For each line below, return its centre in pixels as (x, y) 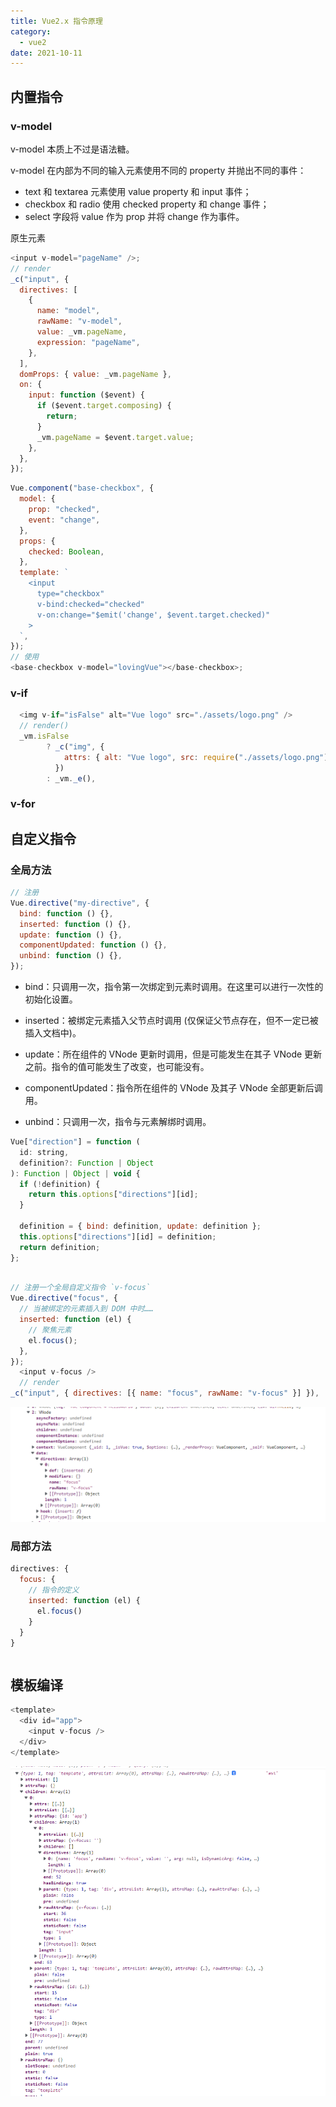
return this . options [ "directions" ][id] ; (113, 1195)
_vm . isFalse (44, 736)
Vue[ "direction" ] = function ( (75, 1142)
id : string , (44, 1152)
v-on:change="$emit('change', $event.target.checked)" (153, 615)
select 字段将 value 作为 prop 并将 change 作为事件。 (134, 216)
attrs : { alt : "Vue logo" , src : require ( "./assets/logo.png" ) (196, 757)
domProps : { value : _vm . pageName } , (95, 374)
